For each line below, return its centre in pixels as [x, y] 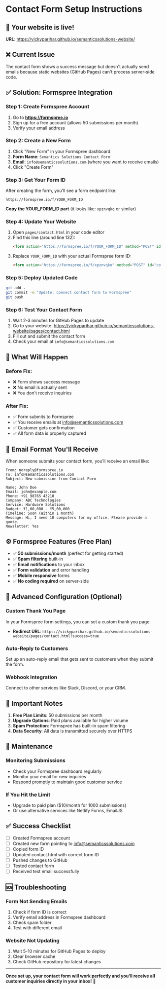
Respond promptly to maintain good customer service [67, 782]
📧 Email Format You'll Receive [52, 449]
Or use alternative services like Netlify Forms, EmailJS [67, 811]
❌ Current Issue [30, 55]
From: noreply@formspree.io [34, 470]
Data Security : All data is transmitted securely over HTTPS [72, 731]
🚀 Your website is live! [40, 27]
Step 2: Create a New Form [38, 141]
